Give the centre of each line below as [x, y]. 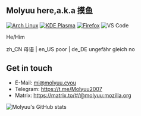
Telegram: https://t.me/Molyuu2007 [58, 89]
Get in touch [29, 68]
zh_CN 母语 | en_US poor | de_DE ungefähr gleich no [70, 49]
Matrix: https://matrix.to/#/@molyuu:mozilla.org [73, 95]
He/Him [15, 37]
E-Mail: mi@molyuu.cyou [45, 83]
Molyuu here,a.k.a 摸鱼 [50, 11]
